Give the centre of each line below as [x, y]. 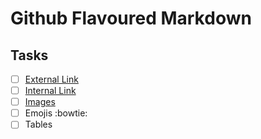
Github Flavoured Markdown [131, 18]
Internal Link [50, 91]
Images [40, 102]
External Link [51, 79]
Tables [38, 124]
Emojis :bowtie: [56, 113]
